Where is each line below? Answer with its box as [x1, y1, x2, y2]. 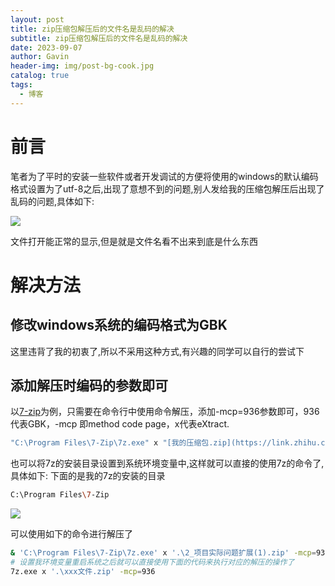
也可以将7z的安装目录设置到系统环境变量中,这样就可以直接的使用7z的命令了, [10, 457, 325, 470]
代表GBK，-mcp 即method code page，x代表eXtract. [10, 418, 230, 430]
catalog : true [10, 71, 70, 81]
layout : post [10, 14, 65, 25]
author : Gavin [10, 52, 70, 62]
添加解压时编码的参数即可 [10, 377, 168, 394]
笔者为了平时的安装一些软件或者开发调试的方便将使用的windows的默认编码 [10, 170, 319, 182]
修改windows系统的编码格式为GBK [10, 317, 228, 334]
